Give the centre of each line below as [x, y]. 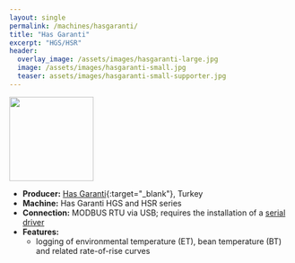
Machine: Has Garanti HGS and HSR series [102, 203]
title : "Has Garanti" [50, 34]
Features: [41, 232]
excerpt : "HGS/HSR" [46, 43]
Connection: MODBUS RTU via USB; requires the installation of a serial [154, 213]
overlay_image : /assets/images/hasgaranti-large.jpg [118, 59]
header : [24, 51]
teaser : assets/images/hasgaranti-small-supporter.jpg [122, 76]
